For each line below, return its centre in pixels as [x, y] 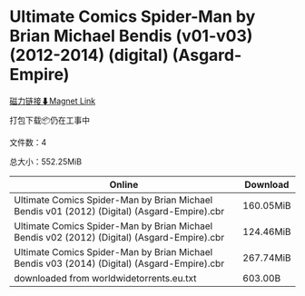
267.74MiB [267, 258]
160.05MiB [267, 205]
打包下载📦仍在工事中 [50, 120]
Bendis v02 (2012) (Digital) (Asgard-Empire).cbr [119, 237]
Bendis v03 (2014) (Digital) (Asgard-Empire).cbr [119, 263]
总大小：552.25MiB [46, 162]
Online [124, 184]
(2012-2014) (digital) [89, 55]
